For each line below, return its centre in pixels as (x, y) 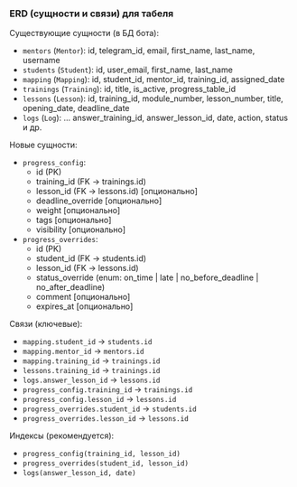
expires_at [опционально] (84, 306)
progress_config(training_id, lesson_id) (101, 454)
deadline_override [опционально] (99, 201)
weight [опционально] (78, 211)
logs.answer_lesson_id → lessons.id (91, 380)
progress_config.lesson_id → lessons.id (99, 399)
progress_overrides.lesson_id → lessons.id (106, 418)
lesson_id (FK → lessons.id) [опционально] (117, 192)
